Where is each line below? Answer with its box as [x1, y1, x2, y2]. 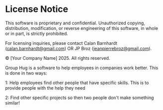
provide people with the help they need [5, 85, 85, 91]
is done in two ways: [5, 70, 47, 76]
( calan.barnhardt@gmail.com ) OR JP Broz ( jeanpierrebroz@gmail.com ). [5, 45, 152, 51]
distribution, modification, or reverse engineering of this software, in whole [5, 25, 158, 31]
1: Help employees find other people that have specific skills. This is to [5, 80, 149, 86]
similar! [5, 100, 20, 106]
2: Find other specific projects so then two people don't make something [5, 95, 154, 101]
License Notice [5, 3, 69, 15]
